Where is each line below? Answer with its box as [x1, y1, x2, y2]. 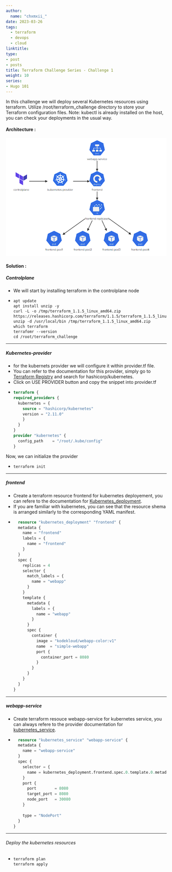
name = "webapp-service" [22, 748, 76, 753]
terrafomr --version [13, 329, 57, 335]
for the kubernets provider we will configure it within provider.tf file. [13, 363, 155, 369]
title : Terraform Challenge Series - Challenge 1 [6, 68, 114, 73]
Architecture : [6, 126, 36, 133]
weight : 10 [6, 73, 29, 78]
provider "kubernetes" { [13, 433, 66, 439]
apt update [13, 298, 37, 304]
